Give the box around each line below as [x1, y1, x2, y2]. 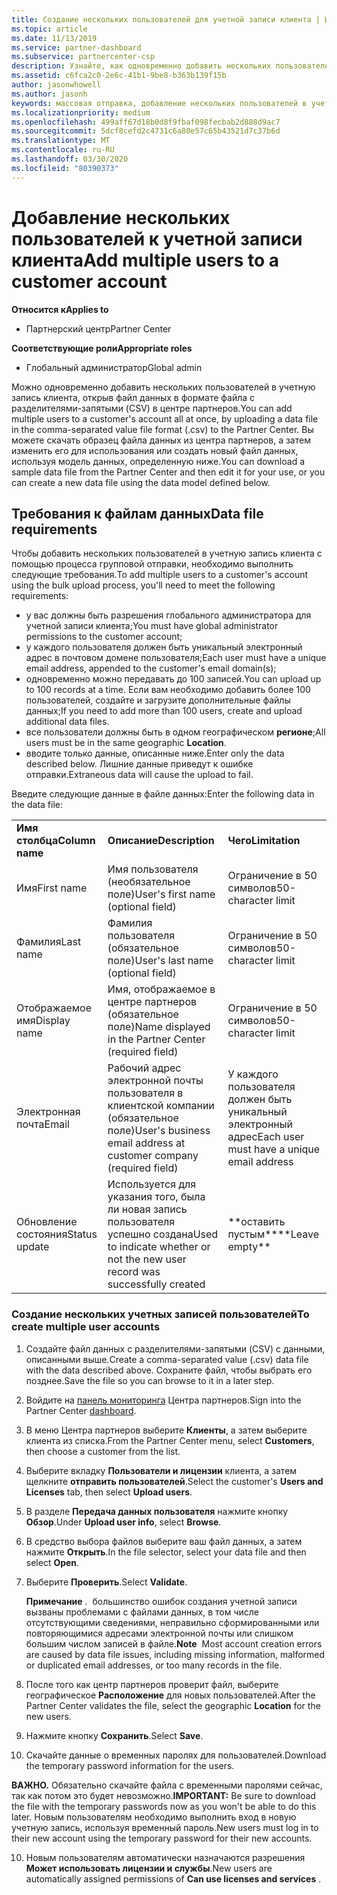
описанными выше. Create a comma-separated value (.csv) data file [25, 1353, 309, 1365]
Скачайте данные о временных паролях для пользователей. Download [25, 1749, 327, 1761]
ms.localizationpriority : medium [11, 107, 151, 118]
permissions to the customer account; [25, 631, 183, 643]
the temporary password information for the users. [25, 1759, 235, 1771]
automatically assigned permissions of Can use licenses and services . [25, 1872, 322, 1885]
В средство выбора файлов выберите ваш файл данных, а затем [25, 1535, 303, 1547]
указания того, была [107, 1190, 206, 1204]
